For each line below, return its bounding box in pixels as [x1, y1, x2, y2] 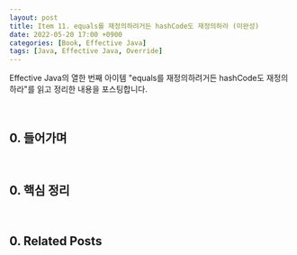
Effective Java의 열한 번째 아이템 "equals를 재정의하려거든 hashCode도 [9, 73, 265, 84]
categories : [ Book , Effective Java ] [9, 38, 147, 48]
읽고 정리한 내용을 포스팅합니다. [37, 84, 148, 95]
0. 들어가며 [9, 130, 67, 145]
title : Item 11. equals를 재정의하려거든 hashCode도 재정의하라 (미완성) [9, 22, 259, 31]
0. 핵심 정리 [9, 183, 70, 198]
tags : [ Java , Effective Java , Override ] [9, 47, 164, 56]
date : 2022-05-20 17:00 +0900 [9, 30, 123, 39]
